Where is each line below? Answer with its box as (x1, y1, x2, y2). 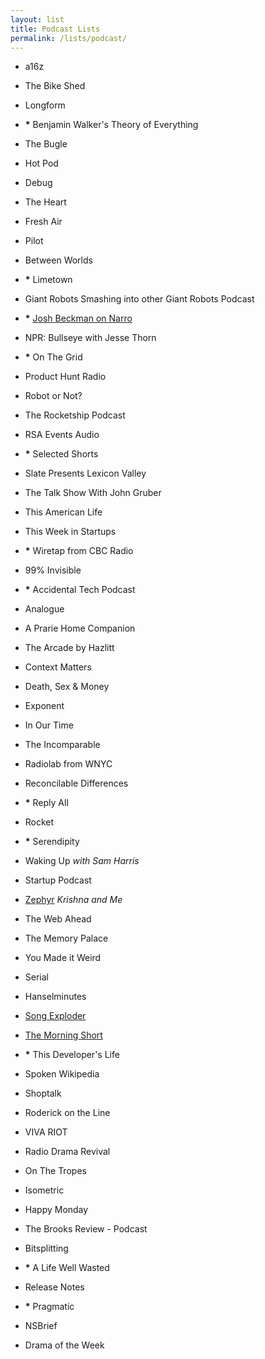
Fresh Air (24, 216, 63, 228)
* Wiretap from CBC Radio (24, 545, 134, 557)
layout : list (10, 14, 65, 25)
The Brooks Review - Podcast (24, 1223, 148, 1235)
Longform (24, 99, 66, 111)
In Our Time (24, 719, 74, 731)
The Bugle (24, 138, 68, 150)
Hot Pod (24, 157, 59, 170)
